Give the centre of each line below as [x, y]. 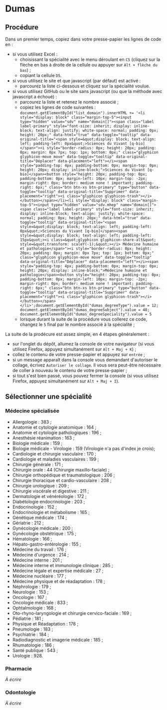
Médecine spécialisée [32, 411]
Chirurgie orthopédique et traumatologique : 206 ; [64, 475]
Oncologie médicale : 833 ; [40, 602]
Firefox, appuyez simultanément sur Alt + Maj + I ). [66, 381]
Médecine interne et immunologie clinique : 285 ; [63, 565]
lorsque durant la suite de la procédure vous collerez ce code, [83, 319]
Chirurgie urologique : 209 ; [41, 485]
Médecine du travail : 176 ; [39, 549]
